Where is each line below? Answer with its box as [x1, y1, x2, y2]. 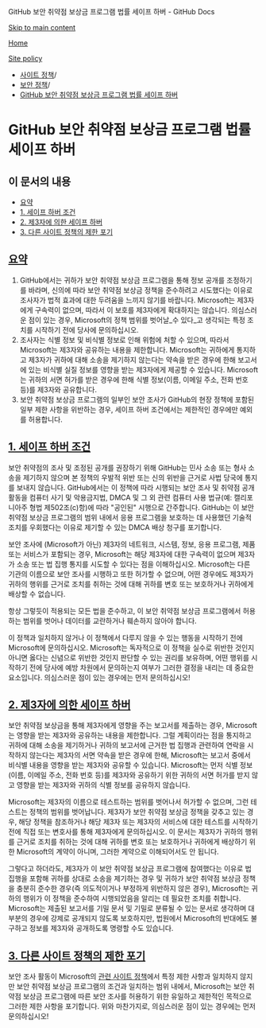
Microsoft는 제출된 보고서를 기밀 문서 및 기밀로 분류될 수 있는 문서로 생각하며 [8, 904, 247, 913]
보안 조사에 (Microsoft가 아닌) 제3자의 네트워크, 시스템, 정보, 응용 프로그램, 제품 [8, 539, 256, 549]
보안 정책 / [19, 80, 51, 89]
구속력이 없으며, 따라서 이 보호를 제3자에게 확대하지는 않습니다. [34, 305, 230, 314]
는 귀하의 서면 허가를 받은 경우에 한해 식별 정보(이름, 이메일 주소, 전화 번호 [19, 375, 249, 384]
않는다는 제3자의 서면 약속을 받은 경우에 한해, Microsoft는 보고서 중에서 [29, 750, 252, 760]
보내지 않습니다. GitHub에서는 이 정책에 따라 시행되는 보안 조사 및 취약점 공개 [16, 482, 256, 492]
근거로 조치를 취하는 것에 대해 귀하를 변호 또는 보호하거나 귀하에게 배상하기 [16, 837, 248, 847]
